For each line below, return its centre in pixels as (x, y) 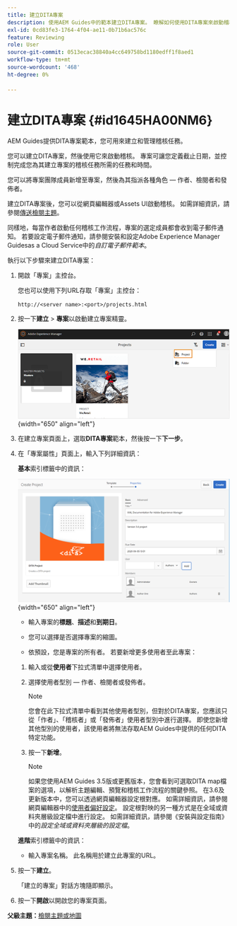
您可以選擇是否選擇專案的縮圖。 (74, 637)
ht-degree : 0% (28, 74)
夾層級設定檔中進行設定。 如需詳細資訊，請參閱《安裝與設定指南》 (131, 816)
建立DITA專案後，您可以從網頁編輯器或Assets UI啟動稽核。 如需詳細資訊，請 (119, 204)
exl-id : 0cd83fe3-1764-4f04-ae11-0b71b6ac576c (77, 30)
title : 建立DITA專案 (35, 15)
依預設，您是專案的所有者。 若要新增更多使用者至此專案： (113, 652)
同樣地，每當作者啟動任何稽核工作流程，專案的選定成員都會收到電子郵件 (112, 228)
